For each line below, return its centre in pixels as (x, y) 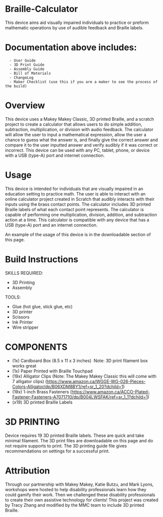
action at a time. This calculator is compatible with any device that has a (77, 220)
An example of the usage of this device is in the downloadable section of (78, 234)
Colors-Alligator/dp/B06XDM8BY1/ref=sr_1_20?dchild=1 (67, 387)
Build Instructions (42, 259)
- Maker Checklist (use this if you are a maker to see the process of (84, 82)
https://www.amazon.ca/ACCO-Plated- (110, 391)
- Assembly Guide (27, 69)
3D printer (22, 312)
